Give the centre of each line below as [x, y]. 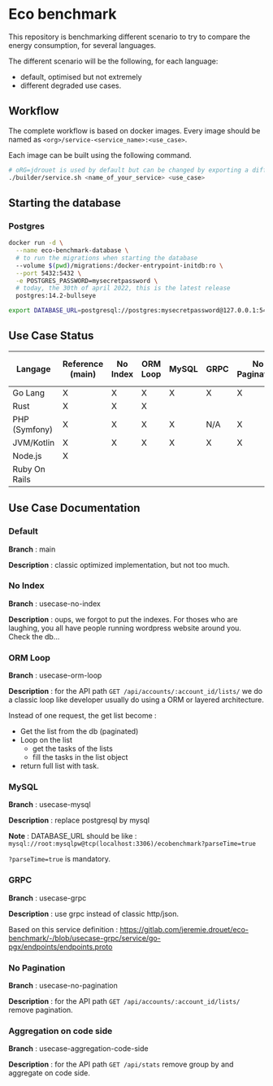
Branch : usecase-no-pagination [63, 986]
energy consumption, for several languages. [82, 45]
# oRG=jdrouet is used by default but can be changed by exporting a [129, 170]
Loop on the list [46, 740]
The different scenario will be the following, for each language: [113, 61]
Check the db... [34, 636]
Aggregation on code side [61, 1031]
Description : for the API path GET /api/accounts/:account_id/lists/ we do [135, 691]
